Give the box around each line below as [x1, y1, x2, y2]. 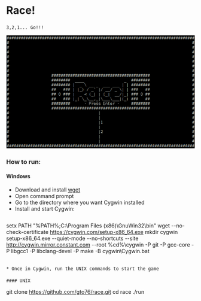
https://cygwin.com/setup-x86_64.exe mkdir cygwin [50, 228, 178, 235]
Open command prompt [14, 192, 74, 199]
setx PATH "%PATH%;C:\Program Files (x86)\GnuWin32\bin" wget [6, 222, 170, 229]
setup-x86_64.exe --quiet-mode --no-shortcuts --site [6, 235, 139, 242]
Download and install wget [14, 186, 81, 193]
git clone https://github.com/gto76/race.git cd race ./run [6, 288, 145, 295]
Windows [6, 172, 31, 180]
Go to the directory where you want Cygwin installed [14, 199, 145, 206]
